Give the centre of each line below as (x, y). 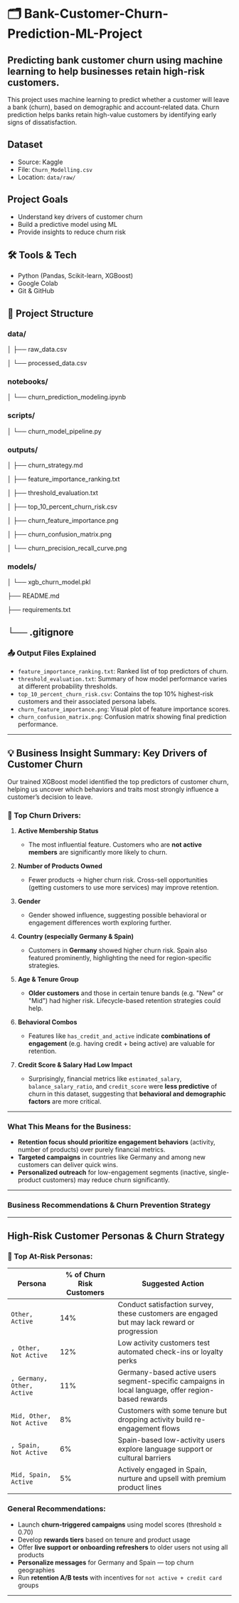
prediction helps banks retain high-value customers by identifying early (112, 114)
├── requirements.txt (39, 610)
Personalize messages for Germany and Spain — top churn (106, 1562)
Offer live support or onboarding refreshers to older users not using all (123, 1547)
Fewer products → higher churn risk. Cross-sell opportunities (118, 880)
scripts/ (21, 416)
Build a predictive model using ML (67, 224)
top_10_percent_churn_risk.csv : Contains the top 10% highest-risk (115, 694)
